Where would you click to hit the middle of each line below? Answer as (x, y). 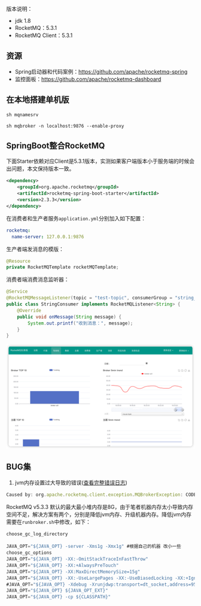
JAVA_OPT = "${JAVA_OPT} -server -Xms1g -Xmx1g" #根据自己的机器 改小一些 (94, 547)
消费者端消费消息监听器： (38, 280)
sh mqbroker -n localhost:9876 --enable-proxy (65, 126)
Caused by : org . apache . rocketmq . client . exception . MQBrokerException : (95, 495)
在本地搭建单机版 (38, 100)
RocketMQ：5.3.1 (36, 28)
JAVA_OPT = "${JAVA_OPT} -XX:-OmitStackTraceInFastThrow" (77, 559)
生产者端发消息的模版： (35, 249)
